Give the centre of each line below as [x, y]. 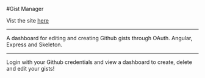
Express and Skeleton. [34, 44]
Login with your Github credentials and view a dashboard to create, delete [99, 62]
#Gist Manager [25, 9]
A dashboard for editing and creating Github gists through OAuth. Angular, [99, 38]
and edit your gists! [31, 69]
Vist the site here [27, 20]
